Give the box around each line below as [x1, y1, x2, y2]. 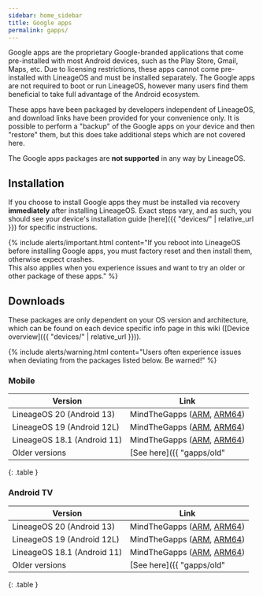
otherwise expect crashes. [8, 255, 94, 264]
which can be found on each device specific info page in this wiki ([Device [8, 324, 250, 333]
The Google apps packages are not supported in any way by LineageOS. [8, 154, 246, 163]
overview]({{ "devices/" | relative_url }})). [8, 332, 142, 341]
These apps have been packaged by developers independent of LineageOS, [8, 105, 256, 114]
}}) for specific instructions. [8, 222, 98, 233]
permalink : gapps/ [8, 26, 69, 34]
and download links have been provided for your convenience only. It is [8, 114, 240, 123]
